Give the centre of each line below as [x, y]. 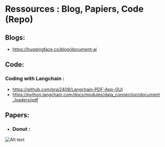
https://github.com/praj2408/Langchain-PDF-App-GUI [67, 89]
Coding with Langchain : [35, 78]
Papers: [17, 115]
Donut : [21, 129]
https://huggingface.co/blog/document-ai [54, 49]
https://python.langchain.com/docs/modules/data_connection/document [86, 95]
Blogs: [15, 37]
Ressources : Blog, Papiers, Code [74, 9]
